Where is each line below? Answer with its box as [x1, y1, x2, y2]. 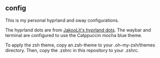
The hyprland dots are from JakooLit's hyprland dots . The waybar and [5, 27, 151, 33]
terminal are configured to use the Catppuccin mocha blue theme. [5, 32, 142, 38]
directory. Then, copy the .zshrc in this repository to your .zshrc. [5, 47, 139, 53]
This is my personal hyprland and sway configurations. [5, 17, 120, 23]
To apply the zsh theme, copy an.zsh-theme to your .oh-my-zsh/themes [5, 42, 155, 48]
